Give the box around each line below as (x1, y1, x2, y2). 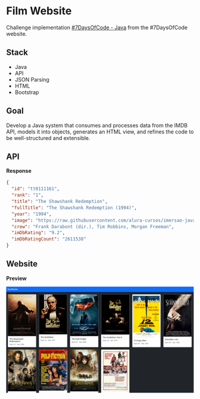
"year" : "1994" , (11, 211, 52, 217)
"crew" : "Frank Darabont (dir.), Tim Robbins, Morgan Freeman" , (11, 223, 174, 230)
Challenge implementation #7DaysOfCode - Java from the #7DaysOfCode (6, 24, 188, 31)
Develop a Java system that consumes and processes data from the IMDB (6, 121, 188, 129)
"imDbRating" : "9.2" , (11, 230, 65, 236)
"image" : (11, 217, 33, 223)
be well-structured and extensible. (6, 134, 90, 141)
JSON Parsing (14, 76, 49, 83)
